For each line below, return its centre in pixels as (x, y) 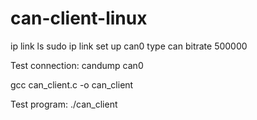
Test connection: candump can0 (77, 65)
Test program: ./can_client (64, 104)
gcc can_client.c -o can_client (72, 84)
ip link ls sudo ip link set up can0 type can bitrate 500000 (129, 46)
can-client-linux (79, 18)
